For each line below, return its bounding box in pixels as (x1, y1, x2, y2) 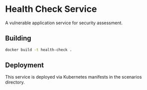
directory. (5, 79, 25, 85)
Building (5, 34, 31, 43)
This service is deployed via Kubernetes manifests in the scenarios (5, 74, 142, 80)
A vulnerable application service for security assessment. (5, 20, 123, 26)
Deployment (5, 61, 44, 70)
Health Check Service (5, 3, 97, 15)
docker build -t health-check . (5, 47, 72, 52)
